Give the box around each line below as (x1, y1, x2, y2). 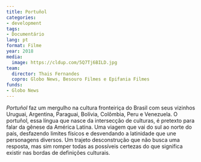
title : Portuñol (6, 8, 47, 15)
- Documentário (6, 31, 45, 37)
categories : (6, 15, 36, 21)
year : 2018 (6, 48, 34, 54)
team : (6, 65, 20, 71)
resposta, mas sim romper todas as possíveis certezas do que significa (6, 143, 183, 150)
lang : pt (6, 37, 28, 43)
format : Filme (6, 43, 42, 49)
